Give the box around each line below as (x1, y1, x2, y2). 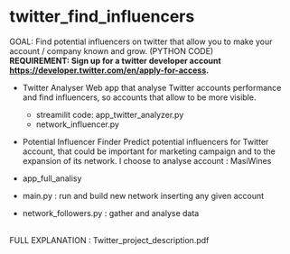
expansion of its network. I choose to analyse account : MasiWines (22, 155, 272, 166)
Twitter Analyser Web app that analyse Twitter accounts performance (22, 82, 282, 93)
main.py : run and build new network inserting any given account (22, 190, 265, 201)
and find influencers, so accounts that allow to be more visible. (22, 92, 257, 103)
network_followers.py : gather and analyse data (22, 207, 200, 218)
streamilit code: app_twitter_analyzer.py (35, 109, 184, 120)
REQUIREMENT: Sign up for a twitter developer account (9, 55, 221, 66)
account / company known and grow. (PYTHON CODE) (9, 45, 214, 56)
